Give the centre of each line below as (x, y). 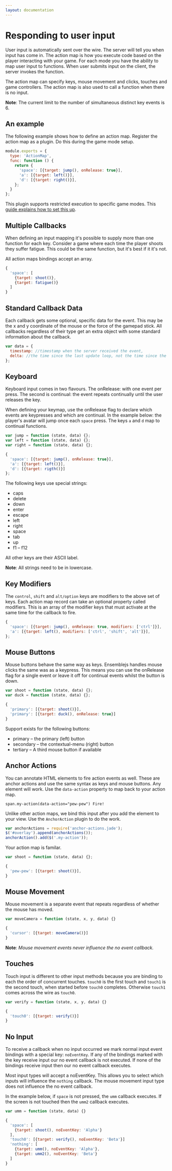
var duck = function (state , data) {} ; (48, 695)
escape (21, 515)
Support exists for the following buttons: (48, 729)
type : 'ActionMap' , (31, 156)
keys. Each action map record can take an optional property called (75, 602)
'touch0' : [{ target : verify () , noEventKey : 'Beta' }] (68, 1140)
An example (25, 124)
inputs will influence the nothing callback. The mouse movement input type (85, 1081)
